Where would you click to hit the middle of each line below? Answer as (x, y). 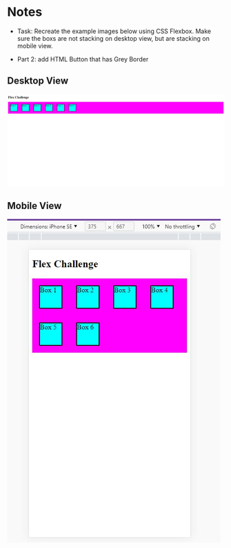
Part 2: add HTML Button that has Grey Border (83, 59)
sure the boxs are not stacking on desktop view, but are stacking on (113, 38)
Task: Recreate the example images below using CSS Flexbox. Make (114, 31)
